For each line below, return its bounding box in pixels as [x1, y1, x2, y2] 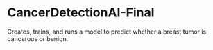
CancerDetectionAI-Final [7, 5, 155, 21]
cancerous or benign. [7, 34, 69, 42]
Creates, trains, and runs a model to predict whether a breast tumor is [7, 27, 207, 36]
